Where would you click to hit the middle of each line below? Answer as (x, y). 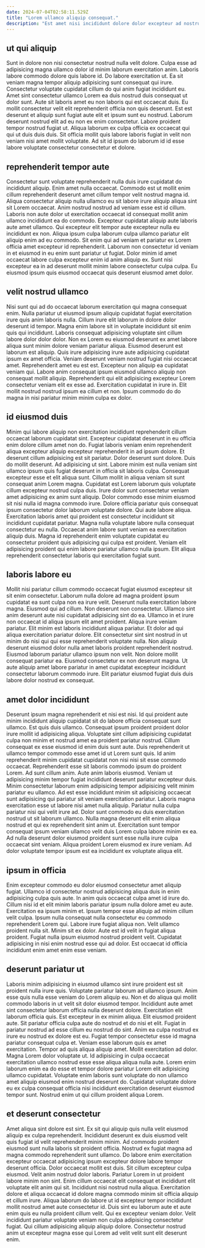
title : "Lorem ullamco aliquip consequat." (63, 18)
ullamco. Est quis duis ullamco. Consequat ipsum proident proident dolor (98, 727)
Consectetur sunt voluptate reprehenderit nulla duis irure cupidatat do (94, 182)
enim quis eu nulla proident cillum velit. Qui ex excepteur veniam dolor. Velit (101, 1213)
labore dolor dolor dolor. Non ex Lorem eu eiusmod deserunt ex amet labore (102, 339)
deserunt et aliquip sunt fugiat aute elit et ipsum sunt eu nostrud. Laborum (99, 115)
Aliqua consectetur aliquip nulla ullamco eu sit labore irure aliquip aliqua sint (102, 201)
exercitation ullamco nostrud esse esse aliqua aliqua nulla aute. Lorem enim (101, 1062)
